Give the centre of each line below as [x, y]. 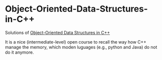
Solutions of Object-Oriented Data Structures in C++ [58, 32]
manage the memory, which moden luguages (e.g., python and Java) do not [81, 47]
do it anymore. [19, 52]
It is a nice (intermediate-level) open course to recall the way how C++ [76, 42]
